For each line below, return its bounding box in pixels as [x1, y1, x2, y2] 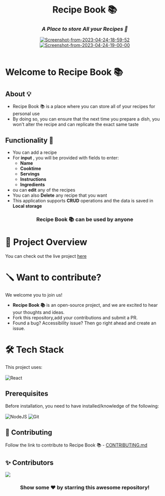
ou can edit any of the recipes [12, 187, 76, 193]
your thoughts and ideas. [12, 309, 65, 315]
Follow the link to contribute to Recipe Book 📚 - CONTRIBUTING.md [5, 442, 148, 448]
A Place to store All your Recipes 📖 [41, 26, 128, 33]
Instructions [20, 176, 46, 182]
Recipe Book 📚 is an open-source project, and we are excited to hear [12, 302, 158, 308]
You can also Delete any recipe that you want [12, 192, 107, 198]
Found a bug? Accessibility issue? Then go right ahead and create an [12, 320, 156, 326]
